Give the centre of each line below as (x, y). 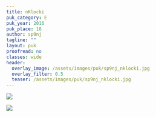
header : (16, 62)
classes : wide (24, 57)
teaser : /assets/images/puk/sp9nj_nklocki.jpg (71, 79)
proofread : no (24, 52)
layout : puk (21, 46)
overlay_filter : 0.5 (37, 74)
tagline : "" (21, 40)
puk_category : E (27, 18)
